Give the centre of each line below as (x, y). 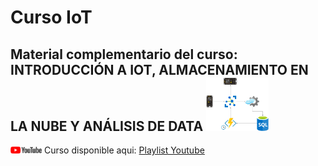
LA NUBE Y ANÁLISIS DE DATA (107, 126)
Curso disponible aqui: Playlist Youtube (124, 150)
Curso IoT (51, 17)
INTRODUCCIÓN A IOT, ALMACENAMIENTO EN (159, 69)
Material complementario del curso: (124, 54)
